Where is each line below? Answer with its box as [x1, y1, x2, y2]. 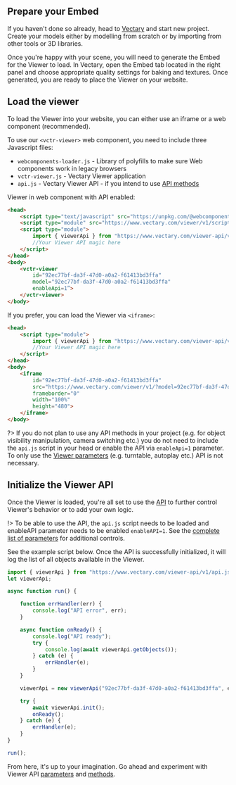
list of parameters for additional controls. [7, 534, 125, 542]
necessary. [7, 458, 40, 467]
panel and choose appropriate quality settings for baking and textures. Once [7, 68, 228, 76]
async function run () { [7, 588, 77, 595]
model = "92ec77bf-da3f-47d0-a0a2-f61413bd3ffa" [32, 278, 171, 286]
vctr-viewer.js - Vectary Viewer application [17, 172, 146, 180]
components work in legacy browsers [17, 164, 127, 172]
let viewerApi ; [7, 575, 52, 582]
